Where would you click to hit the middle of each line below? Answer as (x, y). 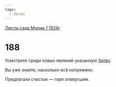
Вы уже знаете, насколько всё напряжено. (49, 70)
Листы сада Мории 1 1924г (33, 28)
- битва (17, 14)
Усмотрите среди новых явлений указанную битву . (58, 60)
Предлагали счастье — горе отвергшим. (47, 79)
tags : (10, 9)
